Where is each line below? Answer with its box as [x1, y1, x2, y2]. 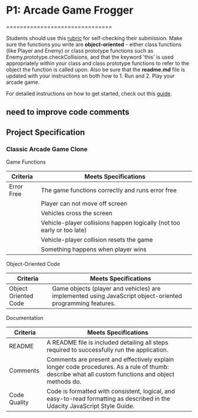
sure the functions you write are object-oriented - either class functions [6, 41, 181, 48]
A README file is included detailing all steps [46, 338, 169, 346]
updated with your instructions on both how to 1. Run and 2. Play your [6, 72, 175, 79]
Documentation [6, 315, 44, 322]
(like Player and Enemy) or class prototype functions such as [6, 47, 154, 54]
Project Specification [6, 127, 85, 137]
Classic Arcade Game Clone [6, 145, 88, 153]
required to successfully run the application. [46, 346, 169, 354]
